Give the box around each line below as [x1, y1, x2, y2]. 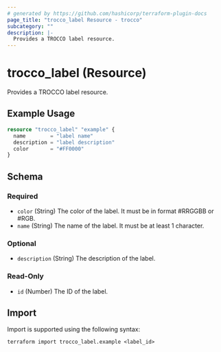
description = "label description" [13, 139, 115, 146]
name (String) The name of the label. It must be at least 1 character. [16, 221, 205, 230]
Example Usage [7, 108, 75, 120]
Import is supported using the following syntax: [7, 325, 141, 333]
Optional [7, 239, 36, 248]
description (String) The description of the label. [16, 254, 156, 263]
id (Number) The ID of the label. [16, 287, 108, 296]
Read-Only [7, 272, 45, 281]
